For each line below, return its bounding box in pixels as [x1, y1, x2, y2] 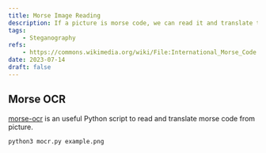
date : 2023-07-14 [8, 56, 66, 64]
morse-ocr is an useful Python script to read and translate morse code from [8, 113, 256, 123]
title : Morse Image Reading [8, 11, 101, 20]
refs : [8, 41, 26, 49]
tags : [8, 26, 26, 34]
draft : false [8, 63, 51, 71]
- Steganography [22, 33, 77, 42]
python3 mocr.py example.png [8, 137, 104, 145]
